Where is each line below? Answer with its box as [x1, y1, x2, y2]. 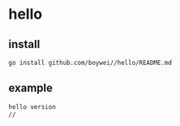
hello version [8, 102, 57, 111]
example [8, 81, 54, 95]
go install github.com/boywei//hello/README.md [8, 59, 173, 67]
